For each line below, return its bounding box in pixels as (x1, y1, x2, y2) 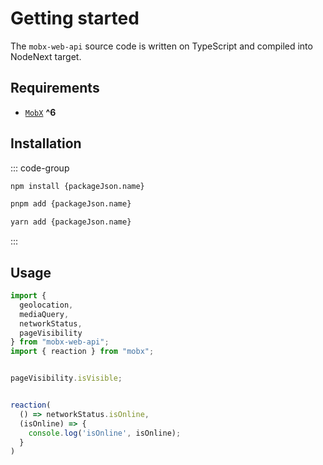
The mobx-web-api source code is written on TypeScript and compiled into (10, 40, 313, 52)
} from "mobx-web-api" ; (10, 337, 110, 347)
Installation (10, 135, 82, 152)
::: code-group (10, 162, 70, 174)
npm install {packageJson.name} (10, 181, 145, 191)
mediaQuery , (19, 309, 70, 319)
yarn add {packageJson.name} (10, 217, 132, 227)
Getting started (10, 7, 140, 30)
